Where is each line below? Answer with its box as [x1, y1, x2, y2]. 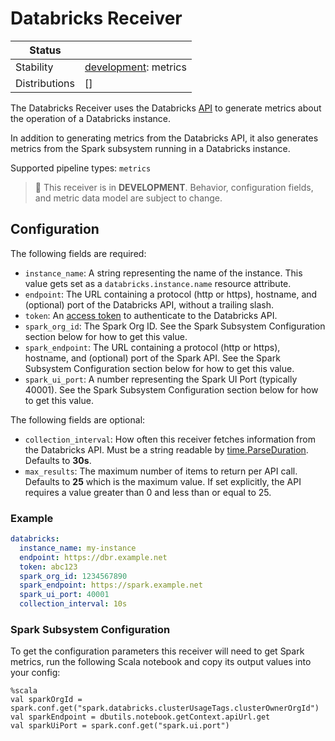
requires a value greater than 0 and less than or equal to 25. [24, 486, 272, 498]
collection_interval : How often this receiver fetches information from [24, 433, 316, 445]
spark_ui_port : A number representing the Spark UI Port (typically [24, 373, 298, 385]
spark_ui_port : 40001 [19, 590, 110, 600]
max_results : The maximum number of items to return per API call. [24, 465, 298, 477]
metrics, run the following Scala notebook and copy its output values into [10, 656, 312, 668]
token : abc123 [19, 562, 78, 572]
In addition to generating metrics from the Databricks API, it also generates [10, 132, 319, 144]
